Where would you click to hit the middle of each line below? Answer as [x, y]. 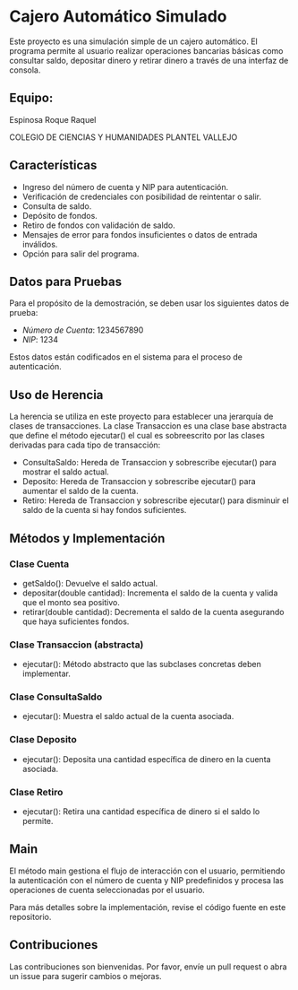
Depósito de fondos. [60, 215]
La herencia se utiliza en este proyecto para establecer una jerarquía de [141, 417]
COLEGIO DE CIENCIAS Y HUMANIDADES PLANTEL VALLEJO [123, 137]
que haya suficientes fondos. [76, 621]
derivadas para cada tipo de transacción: [85, 445]
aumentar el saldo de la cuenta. [80, 491]
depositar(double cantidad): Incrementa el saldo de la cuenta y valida [150, 593]
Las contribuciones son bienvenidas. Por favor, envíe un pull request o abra [149, 967]
